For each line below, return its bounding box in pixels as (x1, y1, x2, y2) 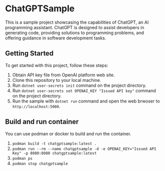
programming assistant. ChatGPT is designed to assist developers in (5, 24, 144, 30)
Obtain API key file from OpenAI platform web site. (12, 72, 115, 78)
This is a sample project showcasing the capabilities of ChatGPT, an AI (5, 19, 149, 25)
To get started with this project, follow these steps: (5, 62, 109, 68)
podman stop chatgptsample (12, 161, 68, 166)
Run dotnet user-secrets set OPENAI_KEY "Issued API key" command (12, 87, 156, 94)
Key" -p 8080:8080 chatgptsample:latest (12, 151, 97, 156)
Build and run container (5, 118, 79, 126)
